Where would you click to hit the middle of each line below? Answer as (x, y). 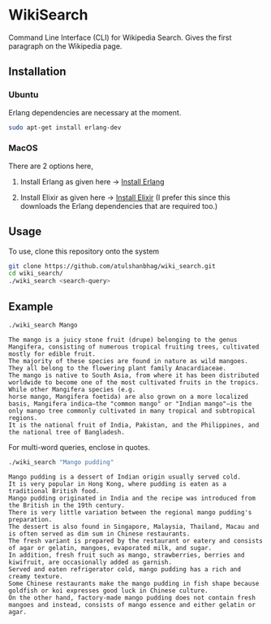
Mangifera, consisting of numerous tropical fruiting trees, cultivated (134, 347)
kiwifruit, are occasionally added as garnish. (90, 562)
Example (31, 306)
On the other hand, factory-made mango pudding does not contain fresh (132, 598)
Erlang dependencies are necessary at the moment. (95, 112)
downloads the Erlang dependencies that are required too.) (119, 206)
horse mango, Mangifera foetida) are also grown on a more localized (129, 396)
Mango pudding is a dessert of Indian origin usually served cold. (125, 477)
